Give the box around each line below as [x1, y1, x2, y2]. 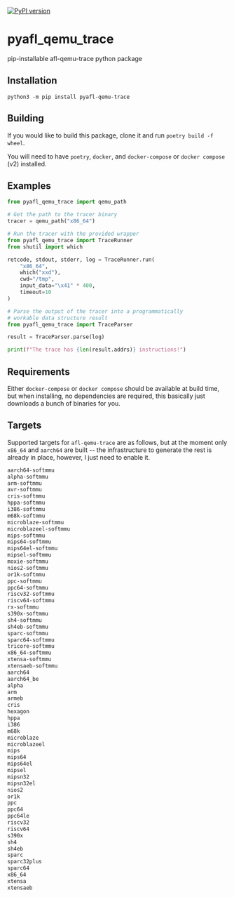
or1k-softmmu [7, 571, 46, 578]
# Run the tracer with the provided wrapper [7, 230, 139, 237]
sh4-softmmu [7, 616, 42, 624]
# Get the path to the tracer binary [7, 211, 118, 218]
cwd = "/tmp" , [20, 276, 55, 283]
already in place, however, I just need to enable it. [7, 453, 151, 461]
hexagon [7, 708, 30, 715]
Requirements [7, 366, 70, 378]
